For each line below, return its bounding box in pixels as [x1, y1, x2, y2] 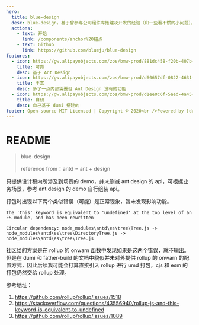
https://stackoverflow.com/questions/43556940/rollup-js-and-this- [14, 300, 179, 307]
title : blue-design [11, 14, 60, 20]
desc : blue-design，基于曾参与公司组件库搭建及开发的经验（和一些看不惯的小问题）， [11, 20, 195, 26]
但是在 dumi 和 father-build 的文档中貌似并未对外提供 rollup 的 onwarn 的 [6, 254, 185, 262]
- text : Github [17, 42, 54, 48]
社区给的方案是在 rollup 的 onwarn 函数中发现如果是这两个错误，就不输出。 [6, 247, 190, 254]
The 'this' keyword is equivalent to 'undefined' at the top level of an [6, 210, 192, 216]
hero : [6, 8, 20, 15]
